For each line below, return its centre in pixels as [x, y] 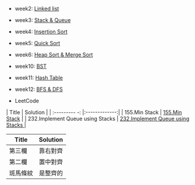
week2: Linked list [37, 9]
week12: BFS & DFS [39, 89]
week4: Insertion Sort [41, 32]
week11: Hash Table [39, 78]
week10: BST [31, 66]
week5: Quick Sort [37, 43]
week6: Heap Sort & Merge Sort [54, 55]
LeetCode [27, 101]
